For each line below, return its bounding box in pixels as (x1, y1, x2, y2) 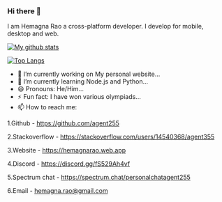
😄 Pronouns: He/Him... (17, 85, 84, 93)
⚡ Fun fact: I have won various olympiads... (17, 93, 141, 101)
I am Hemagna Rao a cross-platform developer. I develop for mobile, (7, 22, 204, 31)
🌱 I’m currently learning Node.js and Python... (17, 77, 149, 86)
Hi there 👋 (7, 6, 42, 16)
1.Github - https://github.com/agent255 (7, 119, 120, 127)
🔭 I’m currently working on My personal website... (17, 70, 161, 79)
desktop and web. (7, 29, 59, 38)
